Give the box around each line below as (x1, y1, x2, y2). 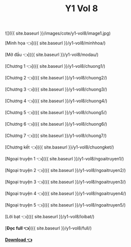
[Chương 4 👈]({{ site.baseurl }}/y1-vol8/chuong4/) (5, 98, 108, 104)
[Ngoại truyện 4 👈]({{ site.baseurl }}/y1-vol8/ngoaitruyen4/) (5, 190, 126, 196)
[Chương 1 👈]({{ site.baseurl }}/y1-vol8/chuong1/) (5, 63, 106, 69)
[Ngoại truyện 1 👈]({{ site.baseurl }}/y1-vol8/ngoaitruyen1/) (5, 156, 124, 162)
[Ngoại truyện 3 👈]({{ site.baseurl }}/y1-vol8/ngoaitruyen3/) (5, 179, 126, 185)
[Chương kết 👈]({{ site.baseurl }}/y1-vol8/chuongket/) (5, 144, 114, 150)
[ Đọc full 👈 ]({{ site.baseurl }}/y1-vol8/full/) (5, 225, 92, 231)
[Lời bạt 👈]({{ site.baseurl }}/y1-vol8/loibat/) (5, 214, 95, 220)
